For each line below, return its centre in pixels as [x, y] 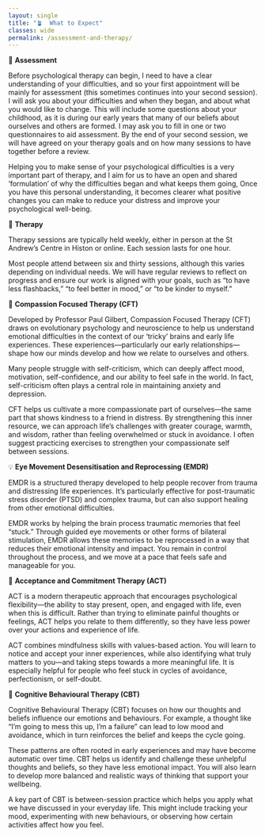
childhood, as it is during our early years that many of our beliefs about [124, 118]
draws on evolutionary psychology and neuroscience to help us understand [131, 328]
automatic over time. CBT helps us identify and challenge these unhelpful [127, 759]
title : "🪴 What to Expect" [55, 23]
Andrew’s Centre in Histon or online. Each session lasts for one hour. [120, 248]
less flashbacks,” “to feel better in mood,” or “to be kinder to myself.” [120, 289]
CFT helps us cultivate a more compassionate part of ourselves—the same [130, 409]
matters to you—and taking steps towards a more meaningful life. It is [121, 662]
